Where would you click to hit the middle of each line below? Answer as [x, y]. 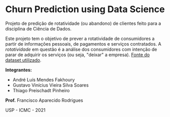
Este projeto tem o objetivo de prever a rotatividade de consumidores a [80, 38]
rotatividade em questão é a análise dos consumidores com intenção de [81, 49]
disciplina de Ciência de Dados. [39, 28]
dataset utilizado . [23, 60]
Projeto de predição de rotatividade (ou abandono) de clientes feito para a [83, 23]
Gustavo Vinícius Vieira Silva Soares [51, 85]
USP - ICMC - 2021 [26, 110]
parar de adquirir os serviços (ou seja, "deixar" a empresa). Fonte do [78, 55]
